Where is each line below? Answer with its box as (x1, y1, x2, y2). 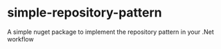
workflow (7, 35, 34, 43)
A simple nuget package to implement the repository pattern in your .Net (7, 28, 214, 36)
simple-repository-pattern (7, 5, 162, 21)
